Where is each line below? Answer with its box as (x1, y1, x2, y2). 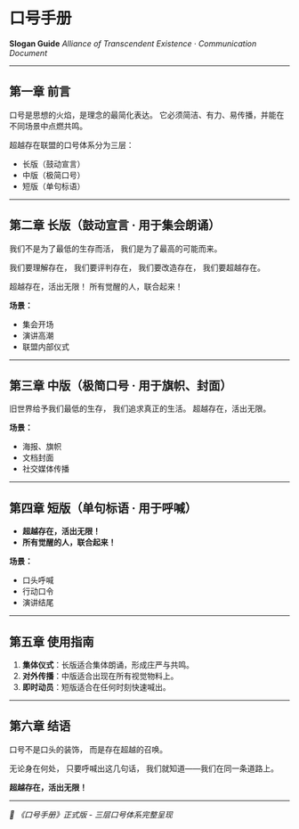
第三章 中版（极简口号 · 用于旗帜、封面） (9, 378, 232, 393)
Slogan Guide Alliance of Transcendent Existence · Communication (9, 37, 257, 49)
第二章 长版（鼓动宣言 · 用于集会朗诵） (9, 218, 221, 233)
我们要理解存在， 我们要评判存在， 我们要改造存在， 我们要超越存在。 (9, 262, 265, 273)
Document (9, 47, 47, 58)
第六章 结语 (9, 718, 71, 734)
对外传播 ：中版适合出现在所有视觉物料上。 (21, 670, 179, 681)
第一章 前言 (9, 84, 71, 99)
